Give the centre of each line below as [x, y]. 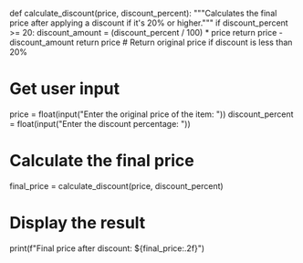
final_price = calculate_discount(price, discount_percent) [116, 185]
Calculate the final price [102, 161]
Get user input [65, 89]
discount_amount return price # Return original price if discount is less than [151, 42]
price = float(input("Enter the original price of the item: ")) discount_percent [151, 114]
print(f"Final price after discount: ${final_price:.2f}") [107, 248]
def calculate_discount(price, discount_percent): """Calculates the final [143, 13]
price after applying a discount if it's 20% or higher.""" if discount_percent [149, 23]
